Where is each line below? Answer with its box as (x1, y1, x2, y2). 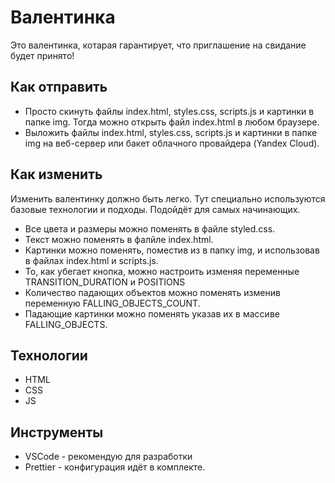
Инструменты (10, 424, 104, 441)
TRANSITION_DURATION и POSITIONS (24, 276, 186, 288)
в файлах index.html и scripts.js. (24, 254, 159, 266)
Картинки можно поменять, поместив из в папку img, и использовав (24, 244, 320, 256)
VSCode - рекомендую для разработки (24, 451, 193, 463)
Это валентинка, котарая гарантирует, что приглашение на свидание (10, 39, 307, 51)
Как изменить (10, 166, 103, 183)
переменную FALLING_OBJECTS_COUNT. (24, 297, 201, 309)
